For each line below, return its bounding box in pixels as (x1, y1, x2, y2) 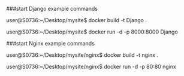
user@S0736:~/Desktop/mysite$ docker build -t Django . (6, 17, 147, 23)
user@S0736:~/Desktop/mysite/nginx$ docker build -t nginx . (6, 51, 159, 59)
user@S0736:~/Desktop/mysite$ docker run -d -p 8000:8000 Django (6, 28, 178, 35)
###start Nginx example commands (6, 40, 95, 47)
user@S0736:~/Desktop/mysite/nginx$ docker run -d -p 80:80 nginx (6, 63, 177, 70)
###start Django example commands (6, 5, 98, 12)
